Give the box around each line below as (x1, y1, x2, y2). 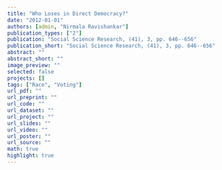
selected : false (7, 68, 54, 75)
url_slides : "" (7, 119, 51, 127)
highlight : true (7, 152, 54, 160)
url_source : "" (7, 139, 51, 146)
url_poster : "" (7, 133, 51, 139)
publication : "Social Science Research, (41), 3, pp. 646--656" (7, 36, 197, 43)
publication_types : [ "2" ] (7, 29, 82, 37)
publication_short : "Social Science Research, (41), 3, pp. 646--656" (7, 42, 216, 49)
